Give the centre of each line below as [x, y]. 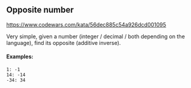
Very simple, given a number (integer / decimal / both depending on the [95, 36]
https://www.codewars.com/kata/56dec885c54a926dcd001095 [86, 24]
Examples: [20, 56]
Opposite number [40, 10]
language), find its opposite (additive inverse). [64, 42]
